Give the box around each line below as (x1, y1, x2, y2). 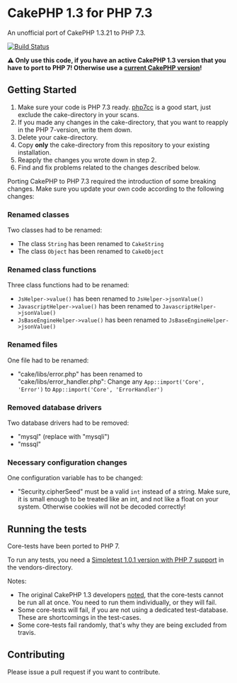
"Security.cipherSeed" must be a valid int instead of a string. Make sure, (17, 487, 231, 496)
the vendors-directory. (7, 563, 73, 572)
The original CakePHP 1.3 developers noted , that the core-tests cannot (17, 591, 224, 599)
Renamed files (7, 340, 58, 350)
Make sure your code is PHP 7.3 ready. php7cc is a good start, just (17, 103, 212, 111)
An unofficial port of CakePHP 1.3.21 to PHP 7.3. (7, 28, 146, 37)
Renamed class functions (7, 265, 97, 274)
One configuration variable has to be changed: (7, 474, 143, 482)
